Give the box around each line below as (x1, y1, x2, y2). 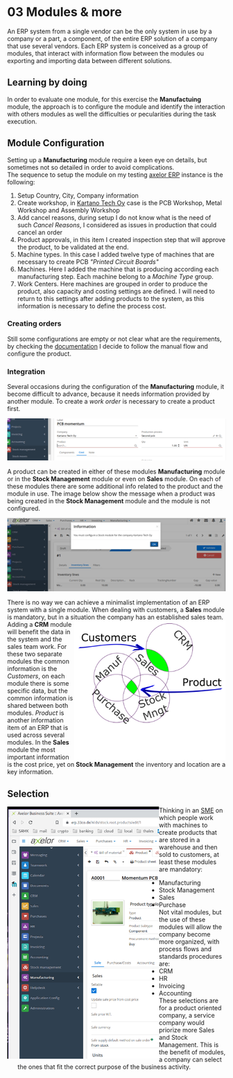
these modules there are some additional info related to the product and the (7, 483, 223, 491)
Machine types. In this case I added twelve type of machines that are (17, 250, 215, 259)
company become (159, 930, 211, 939)
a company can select (159, 1055, 222, 1064)
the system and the (7, 635, 62, 643)
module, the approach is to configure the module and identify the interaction (7, 102, 225, 111)
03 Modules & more (7, 4, 123, 20)
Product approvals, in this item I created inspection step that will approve (17, 235, 226, 243)
